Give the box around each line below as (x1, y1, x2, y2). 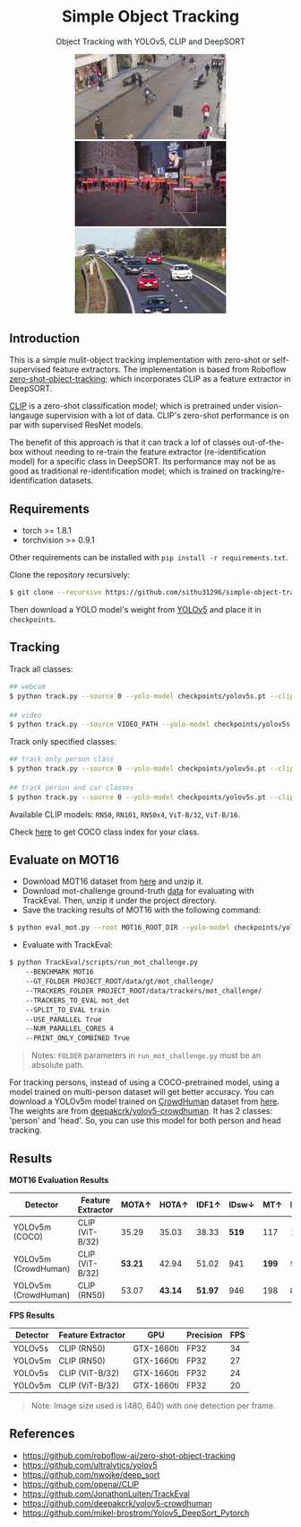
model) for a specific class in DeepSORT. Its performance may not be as (9, 456, 276, 467)
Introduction (9, 331, 81, 346)
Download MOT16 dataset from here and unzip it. (21, 876, 204, 887)
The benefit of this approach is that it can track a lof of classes (9, 437, 241, 448)
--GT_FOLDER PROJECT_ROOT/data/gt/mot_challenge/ (25, 977, 215, 986)
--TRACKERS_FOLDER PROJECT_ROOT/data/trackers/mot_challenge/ (25, 986, 262, 995)
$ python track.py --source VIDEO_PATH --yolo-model (9, 720, 211, 729)
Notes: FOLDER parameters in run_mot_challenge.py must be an (30, 1050, 262, 1061)
